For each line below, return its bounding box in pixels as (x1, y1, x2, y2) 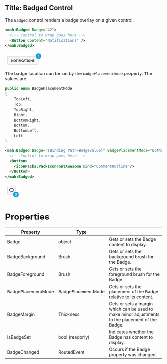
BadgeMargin (7, 311, 35, 317)
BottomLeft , (14, 128, 39, 133)
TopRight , (14, 107, 35, 112)
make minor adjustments (109, 311, 160, 317)
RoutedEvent (58, 349, 84, 355)
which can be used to (109, 306, 153, 312)
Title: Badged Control (5, 4, 73, 12)
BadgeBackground (7, 254, 46, 260)
